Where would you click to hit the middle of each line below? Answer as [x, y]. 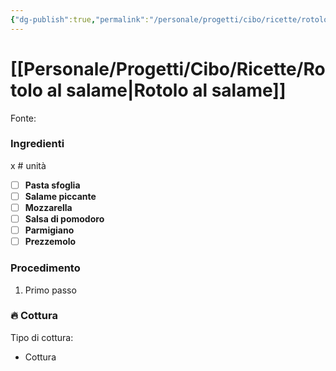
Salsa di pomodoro [64, 219]
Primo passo [50, 290]
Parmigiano [49, 230]
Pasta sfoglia [52, 185]
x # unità [28, 165]
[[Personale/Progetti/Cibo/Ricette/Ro [168, 68]
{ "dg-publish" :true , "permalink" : [80, 19]
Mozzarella [48, 207]
